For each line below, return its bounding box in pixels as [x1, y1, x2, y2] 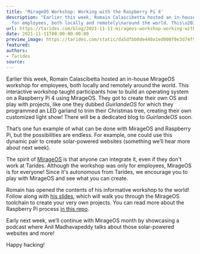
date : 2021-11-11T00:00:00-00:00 [6, 31, 89, 37]
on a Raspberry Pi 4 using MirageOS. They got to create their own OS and [6, 94, 187, 102]
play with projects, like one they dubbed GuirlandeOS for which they [6, 100, 174, 108]
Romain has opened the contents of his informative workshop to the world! [6, 186, 189, 193]
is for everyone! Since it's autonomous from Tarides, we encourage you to [6, 168, 188, 175]
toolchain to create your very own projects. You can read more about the [6, 198, 185, 206]
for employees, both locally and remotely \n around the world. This [11, 20, 183, 26]
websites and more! [6, 229, 55, 237]
